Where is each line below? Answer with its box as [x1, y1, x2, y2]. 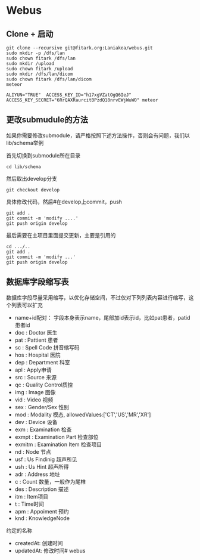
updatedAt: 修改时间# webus [14, 547, 86, 554]
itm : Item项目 [14, 493, 49, 500]
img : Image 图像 [14, 388, 56, 395]
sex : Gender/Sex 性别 [14, 403, 70, 410]
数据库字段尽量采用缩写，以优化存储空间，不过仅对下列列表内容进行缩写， [6, 293, 189, 301]
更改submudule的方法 [6, 115, 88, 125]
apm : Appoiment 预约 [14, 508, 70, 515]
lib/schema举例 [6, 139, 44, 146]
